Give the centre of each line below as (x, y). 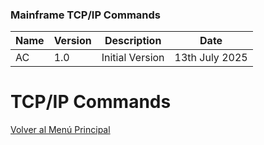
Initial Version (133, 58)
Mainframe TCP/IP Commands (86, 15)
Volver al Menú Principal (60, 130)
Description (133, 41)
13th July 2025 (211, 58)
